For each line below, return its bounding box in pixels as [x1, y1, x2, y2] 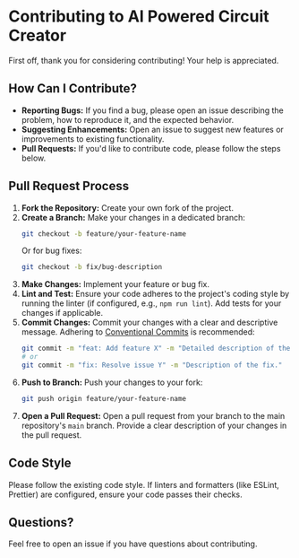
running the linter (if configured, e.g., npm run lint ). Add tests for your [21, 298, 282, 309]
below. [21, 153, 47, 163]
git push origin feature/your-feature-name [21, 394, 187, 403]
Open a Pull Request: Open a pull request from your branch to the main [21, 410, 286, 421]
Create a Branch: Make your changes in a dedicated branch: [21, 212, 245, 222]
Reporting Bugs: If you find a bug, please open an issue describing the [21, 105, 284, 116]
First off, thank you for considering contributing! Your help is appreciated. [8, 55, 279, 65]
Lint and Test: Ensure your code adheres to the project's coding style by [21, 289, 290, 300]
